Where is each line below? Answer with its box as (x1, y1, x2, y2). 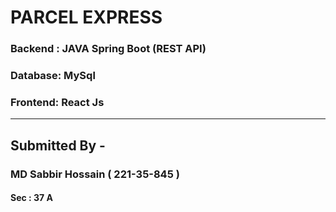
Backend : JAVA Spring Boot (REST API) (10, 42, 207, 56)
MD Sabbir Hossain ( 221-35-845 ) (10, 167, 180, 181)
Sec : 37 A (10, 192, 53, 204)
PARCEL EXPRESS (10, 6, 163, 29)
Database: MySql (10, 69, 96, 83)
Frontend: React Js (10, 95, 105, 109)
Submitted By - (10, 137, 106, 154)
